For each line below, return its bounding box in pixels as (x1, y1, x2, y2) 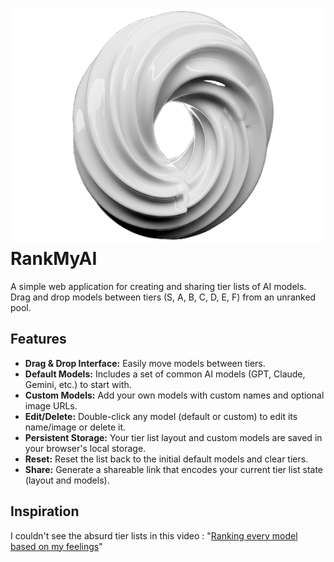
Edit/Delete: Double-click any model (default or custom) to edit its (24, 410, 298, 422)
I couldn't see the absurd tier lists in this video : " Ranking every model (10, 529, 298, 542)
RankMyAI (10, 248, 98, 270)
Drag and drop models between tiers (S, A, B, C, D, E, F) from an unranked (10, 291, 317, 303)
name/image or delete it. (24, 421, 127, 433)
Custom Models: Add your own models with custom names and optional (24, 389, 325, 401)
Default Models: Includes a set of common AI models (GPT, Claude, (24, 368, 306, 380)
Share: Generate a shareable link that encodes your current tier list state (24, 463, 323, 475)
